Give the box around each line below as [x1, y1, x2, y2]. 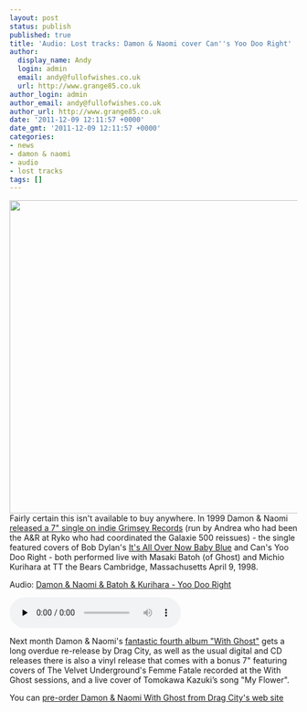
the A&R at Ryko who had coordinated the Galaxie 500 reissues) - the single [9, 532, 295, 544]
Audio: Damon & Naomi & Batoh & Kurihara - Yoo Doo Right [9, 579, 231, 590]
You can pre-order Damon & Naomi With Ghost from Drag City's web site [9, 692, 284, 704]
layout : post [9, 13, 59, 23]
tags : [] [9, 175, 43, 184]
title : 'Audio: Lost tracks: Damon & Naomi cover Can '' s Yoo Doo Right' [9, 38, 292, 48]
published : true [9, 30, 71, 39]
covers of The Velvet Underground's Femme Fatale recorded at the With [9, 664, 281, 676]
